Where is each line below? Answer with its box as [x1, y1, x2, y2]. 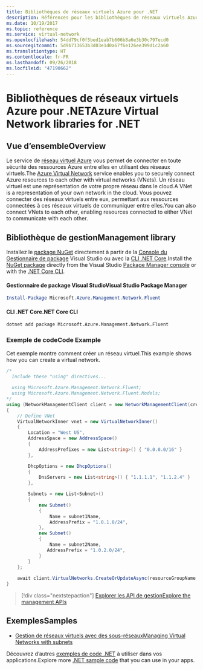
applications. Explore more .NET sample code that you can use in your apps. [6, 656, 195, 663]
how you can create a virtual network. [6, 356, 101, 363]
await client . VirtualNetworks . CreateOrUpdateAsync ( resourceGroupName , [17, 576, 199, 582]
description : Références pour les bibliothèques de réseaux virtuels [6, 15, 185, 21]
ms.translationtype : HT [6, 48, 66, 54]
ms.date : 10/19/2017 [6, 20, 59, 26]
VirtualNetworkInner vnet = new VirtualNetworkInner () [17, 418, 158, 424]
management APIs [21, 599, 67, 606]
